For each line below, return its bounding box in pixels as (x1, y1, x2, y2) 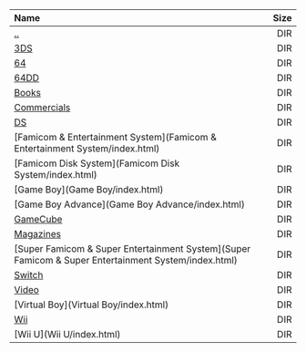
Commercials (14, 101, 71, 113)
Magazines (14, 228, 62, 240)
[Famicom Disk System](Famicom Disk (14, 157, 180, 170)
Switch (14, 269, 44, 281)
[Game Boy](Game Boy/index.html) (14, 183, 164, 195)
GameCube (14, 213, 63, 225)
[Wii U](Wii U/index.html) (14, 328, 121, 340)
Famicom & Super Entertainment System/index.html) (14, 254, 239, 266)
